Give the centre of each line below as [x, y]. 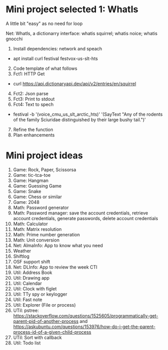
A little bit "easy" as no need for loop [44, 23]
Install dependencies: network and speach [58, 48]
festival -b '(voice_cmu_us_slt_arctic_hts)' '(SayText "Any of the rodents [88, 114]
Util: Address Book [32, 272]
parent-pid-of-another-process [46, 321]
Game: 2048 [26, 202]
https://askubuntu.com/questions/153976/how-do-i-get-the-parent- [84, 327]
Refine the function [33, 129]
